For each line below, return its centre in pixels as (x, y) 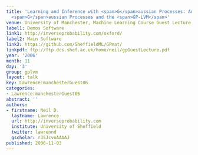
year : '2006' (22, 55)
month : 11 (18, 61)
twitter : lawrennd (34, 132)
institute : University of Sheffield (56, 127)
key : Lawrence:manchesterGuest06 (47, 83)
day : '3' (17, 66)
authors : (17, 105)
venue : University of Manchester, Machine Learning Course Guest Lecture (99, 22)
